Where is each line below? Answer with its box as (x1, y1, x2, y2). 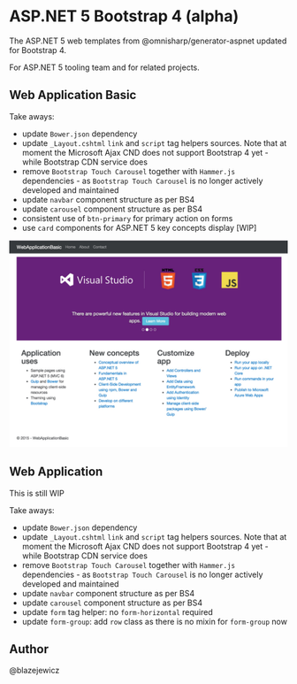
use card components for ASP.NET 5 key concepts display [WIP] (21, 222, 257, 233)
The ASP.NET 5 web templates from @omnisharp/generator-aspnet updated (9, 35, 287, 46)
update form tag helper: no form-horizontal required (21, 606, 214, 617)
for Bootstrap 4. (9, 44, 66, 55)
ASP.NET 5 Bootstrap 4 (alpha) (9, 6, 240, 27)
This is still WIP (9, 488, 65, 498)
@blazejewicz (9, 665, 60, 676)
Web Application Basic (9, 88, 137, 103)
